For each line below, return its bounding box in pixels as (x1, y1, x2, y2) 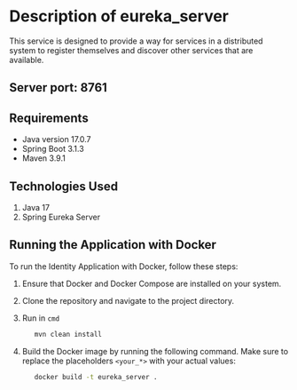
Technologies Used (9, 179, 118, 194)
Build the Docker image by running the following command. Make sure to (21, 346, 289, 356)
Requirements (9, 110, 89, 125)
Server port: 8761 (9, 80, 108, 95)
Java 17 (21, 202, 51, 212)
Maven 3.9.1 (21, 153, 66, 163)
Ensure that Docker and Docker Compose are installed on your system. (21, 278, 282, 289)
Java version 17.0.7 (21, 134, 91, 145)
